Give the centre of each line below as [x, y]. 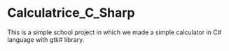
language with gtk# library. [46, 39]
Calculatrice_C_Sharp [71, 13]
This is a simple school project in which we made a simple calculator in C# [114, 32]
